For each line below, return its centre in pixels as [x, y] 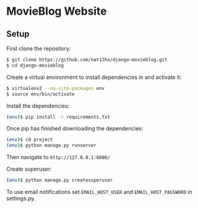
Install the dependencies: [38, 106]
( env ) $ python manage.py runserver [51, 146]
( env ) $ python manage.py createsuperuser [60, 180]
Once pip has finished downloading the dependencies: [75, 128]
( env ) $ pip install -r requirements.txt [58, 117]
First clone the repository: [39, 48]
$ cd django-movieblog [35, 65]
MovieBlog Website [57, 11]
